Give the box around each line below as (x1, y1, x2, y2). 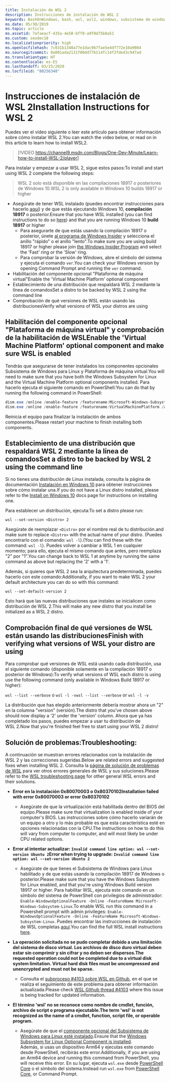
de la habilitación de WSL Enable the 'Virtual (5, 333, 146, 342)
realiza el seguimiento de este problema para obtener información (20, 981, 158, 987)
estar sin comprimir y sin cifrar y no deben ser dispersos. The (12, 950, 144, 956)
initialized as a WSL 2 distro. (5, 609, 64, 615)
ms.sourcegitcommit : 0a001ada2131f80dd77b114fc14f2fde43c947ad (5, 50, 142, 55)
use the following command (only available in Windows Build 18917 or (5, 677, 150, 683)
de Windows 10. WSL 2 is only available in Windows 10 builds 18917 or (17, 185, 163, 191)
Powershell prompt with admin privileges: (20, 909, 107, 915)
